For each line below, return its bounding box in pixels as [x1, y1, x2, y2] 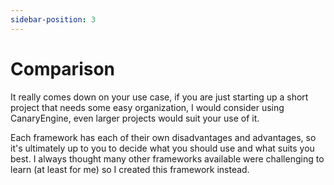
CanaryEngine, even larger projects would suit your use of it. [10, 112, 260, 124]
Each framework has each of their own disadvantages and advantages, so [10, 131, 317, 143]
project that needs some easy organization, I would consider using [10, 101, 285, 113]
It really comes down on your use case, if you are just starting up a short [10, 91, 309, 103]
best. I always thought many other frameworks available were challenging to [10, 152, 325, 165]
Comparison [10, 57, 116, 80]
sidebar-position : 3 [10, 14, 97, 25]
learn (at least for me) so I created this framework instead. [10, 163, 250, 175]
